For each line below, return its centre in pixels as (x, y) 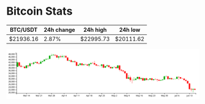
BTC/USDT (24, 30)
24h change (60, 30)
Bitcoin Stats (40, 11)
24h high (95, 30)
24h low (130, 30)
